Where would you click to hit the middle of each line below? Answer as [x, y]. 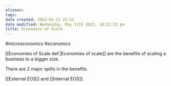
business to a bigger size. [33, 59]
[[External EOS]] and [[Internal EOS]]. [45, 79]
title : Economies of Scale [34, 29]
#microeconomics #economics [38, 44]
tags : [11, 15]
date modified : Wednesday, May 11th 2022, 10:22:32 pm [65, 24]
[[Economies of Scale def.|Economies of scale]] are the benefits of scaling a [86, 54]
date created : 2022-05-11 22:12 [40, 19]
